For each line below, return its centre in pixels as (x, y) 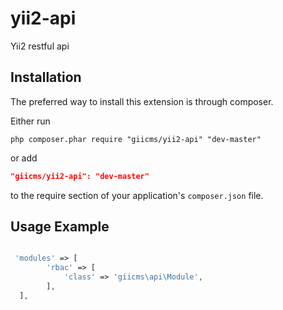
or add (24, 158)
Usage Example (60, 227)
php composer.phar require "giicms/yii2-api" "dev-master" (136, 139)
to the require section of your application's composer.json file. (137, 195)
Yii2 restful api (40, 46)
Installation (46, 77)
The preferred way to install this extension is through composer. (142, 101)
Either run (30, 121)
